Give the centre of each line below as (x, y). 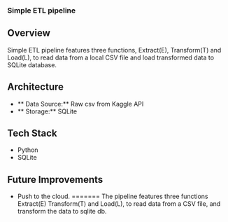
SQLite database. (32, 64)
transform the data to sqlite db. (62, 211)
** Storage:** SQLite (47, 111)
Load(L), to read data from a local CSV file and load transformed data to (111, 57)
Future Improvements (55, 180)
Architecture (36, 87)
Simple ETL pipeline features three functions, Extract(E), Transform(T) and (114, 50)
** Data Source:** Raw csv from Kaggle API (80, 104)
